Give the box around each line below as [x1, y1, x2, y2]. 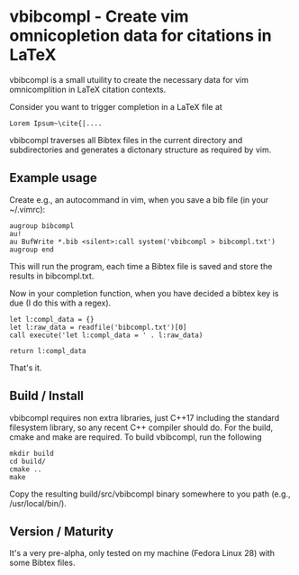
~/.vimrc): [9, 204, 46, 214]
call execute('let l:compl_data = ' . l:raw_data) [9, 331, 204, 340]
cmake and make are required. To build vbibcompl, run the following [9, 431, 262, 443]
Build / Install [9, 388, 84, 404]
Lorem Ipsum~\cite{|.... [9, 119, 103, 128]
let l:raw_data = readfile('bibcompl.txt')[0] [9, 323, 187, 332]
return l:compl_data [9, 346, 87, 355]
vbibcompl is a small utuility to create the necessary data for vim [9, 74, 249, 85]
